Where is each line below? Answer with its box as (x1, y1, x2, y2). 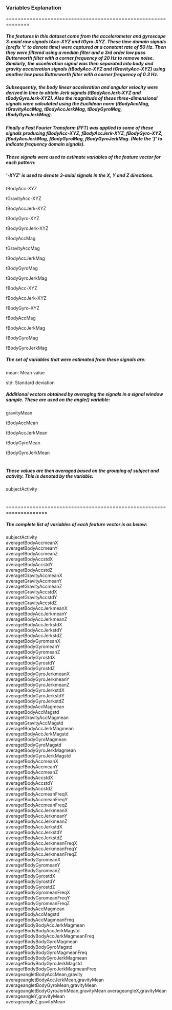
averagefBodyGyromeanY (6, 862, 60, 868)
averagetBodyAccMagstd (6, 709, 59, 715)
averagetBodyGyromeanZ (6, 649, 60, 655)
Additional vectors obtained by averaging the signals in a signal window (6, 391, 163, 398)
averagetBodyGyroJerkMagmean (6, 747, 76, 753)
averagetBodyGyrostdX (6, 655, 55, 661)
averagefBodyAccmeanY (6, 764, 58, 770)
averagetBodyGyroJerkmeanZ (6, 682, 70, 688)
